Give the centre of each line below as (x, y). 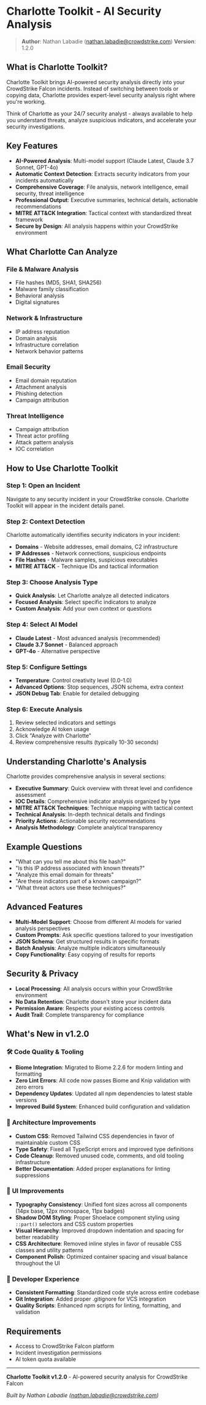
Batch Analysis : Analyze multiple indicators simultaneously (90, 948)
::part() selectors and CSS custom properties (74, 1224)
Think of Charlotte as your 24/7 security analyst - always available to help (100, 113)
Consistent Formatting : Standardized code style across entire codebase (107, 1293)
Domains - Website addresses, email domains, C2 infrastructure (97, 547)
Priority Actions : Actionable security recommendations (85, 821)
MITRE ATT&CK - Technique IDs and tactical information (87, 566)
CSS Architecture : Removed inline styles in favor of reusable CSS (98, 1243)
